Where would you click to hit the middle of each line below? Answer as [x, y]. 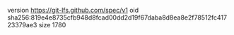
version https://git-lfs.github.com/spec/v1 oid [73, 10]
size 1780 [52, 25]
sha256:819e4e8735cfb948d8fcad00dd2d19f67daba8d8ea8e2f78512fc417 [117, 17]
